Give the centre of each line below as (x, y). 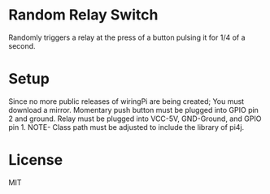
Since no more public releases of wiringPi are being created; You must (126, 101)
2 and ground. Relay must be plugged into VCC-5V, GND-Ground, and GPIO (135, 119)
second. (22, 45)
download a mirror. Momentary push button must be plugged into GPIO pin (133, 110)
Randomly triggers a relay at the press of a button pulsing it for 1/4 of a (127, 37)
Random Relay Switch (83, 15)
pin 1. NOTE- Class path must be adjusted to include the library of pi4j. (126, 127)
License (36, 160)
